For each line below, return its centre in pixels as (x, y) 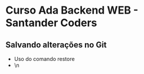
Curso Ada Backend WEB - (72, 10)
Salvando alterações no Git (56, 45)
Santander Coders (51, 23)
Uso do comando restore (44, 59)
